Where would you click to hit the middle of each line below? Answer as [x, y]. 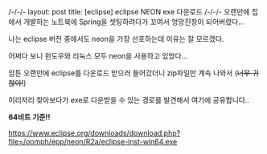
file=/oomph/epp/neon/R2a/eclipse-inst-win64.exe [93, 142]
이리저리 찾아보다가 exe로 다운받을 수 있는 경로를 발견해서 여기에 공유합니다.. [129, 100]
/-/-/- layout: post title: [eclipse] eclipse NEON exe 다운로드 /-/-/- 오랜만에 [129, 12]
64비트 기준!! [29, 117]
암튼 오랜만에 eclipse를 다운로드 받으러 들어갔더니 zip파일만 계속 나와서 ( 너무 [129, 73]
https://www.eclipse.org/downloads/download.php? [94, 133]
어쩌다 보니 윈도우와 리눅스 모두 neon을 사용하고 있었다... [98, 56]
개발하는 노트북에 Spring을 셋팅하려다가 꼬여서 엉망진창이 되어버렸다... [134, 22]
